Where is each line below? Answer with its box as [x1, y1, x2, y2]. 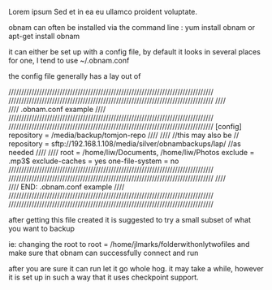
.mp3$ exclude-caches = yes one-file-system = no [8, 156, 179, 166]
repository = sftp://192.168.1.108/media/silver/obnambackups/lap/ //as [8, 139, 241, 149]
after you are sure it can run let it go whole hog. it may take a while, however [8, 264, 264, 273]
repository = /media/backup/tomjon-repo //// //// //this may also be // [8, 130, 240, 140]
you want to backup [8, 223, 76, 233]
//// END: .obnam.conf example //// [8, 182, 125, 192]
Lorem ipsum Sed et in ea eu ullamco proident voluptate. [8, 7, 197, 16]
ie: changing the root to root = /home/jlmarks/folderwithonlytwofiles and [8, 240, 250, 249]
